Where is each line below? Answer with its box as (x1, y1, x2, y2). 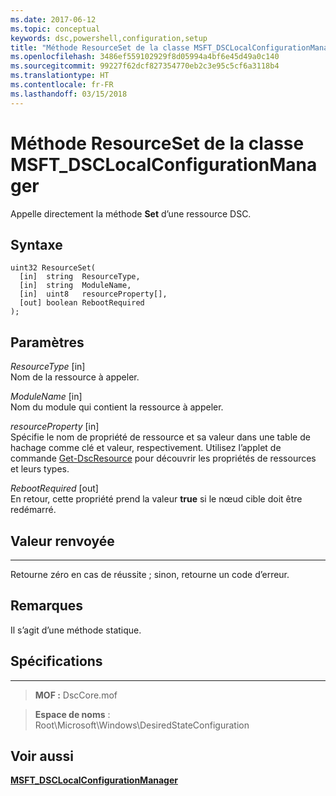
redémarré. (10, 504, 57, 516)
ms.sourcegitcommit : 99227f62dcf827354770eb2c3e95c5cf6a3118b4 (10, 61, 280, 71)
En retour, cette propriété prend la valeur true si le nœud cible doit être (10, 493, 303, 505)
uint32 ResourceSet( (10, 263, 97, 273)
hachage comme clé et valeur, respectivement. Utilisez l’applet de (10, 442, 282, 454)
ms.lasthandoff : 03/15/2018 (10, 89, 128, 99)
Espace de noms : (34, 708, 111, 720)
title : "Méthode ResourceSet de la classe (10, 42, 190, 53)
